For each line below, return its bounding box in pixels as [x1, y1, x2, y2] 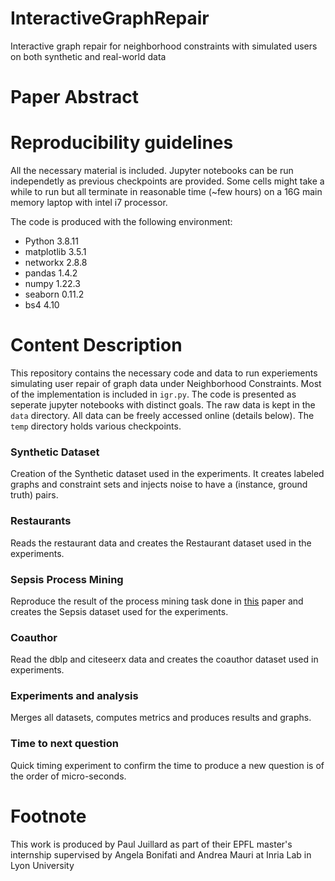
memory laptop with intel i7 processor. [10, 197, 168, 209]
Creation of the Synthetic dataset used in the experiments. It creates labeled [10, 468, 325, 480]
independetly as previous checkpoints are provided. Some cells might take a [10, 175, 325, 187]
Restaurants [10, 514, 72, 528]
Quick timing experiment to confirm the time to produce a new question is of [10, 759, 325, 771]
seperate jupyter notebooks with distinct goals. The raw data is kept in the [10, 399, 316, 411]
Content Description [10, 334, 183, 357]
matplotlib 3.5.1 [24, 246, 87, 258]
